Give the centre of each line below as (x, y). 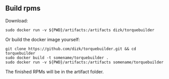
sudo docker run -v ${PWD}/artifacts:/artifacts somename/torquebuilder (84, 62)
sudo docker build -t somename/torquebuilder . (57, 58)
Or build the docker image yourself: (43, 39)
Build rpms (23, 8)
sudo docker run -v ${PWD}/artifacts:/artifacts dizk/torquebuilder (80, 30)
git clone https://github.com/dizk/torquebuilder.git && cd (71, 49)
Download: (17, 20)
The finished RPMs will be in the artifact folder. (55, 71)
